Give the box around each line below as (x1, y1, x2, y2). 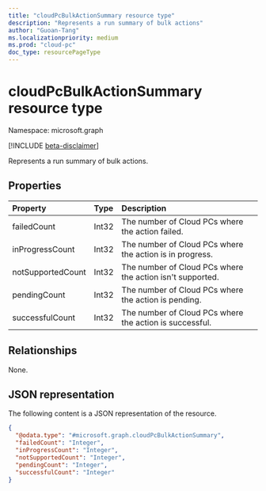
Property (12, 203, 47, 214)
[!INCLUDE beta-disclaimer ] (8, 140, 99, 150)
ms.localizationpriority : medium (8, 33, 119, 42)
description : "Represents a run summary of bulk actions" (8, 19, 203, 27)
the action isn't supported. (121, 271, 219, 282)
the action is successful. (121, 317, 212, 328)
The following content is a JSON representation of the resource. (8, 409, 217, 418)
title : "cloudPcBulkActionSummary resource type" (8, 11, 176, 20)
